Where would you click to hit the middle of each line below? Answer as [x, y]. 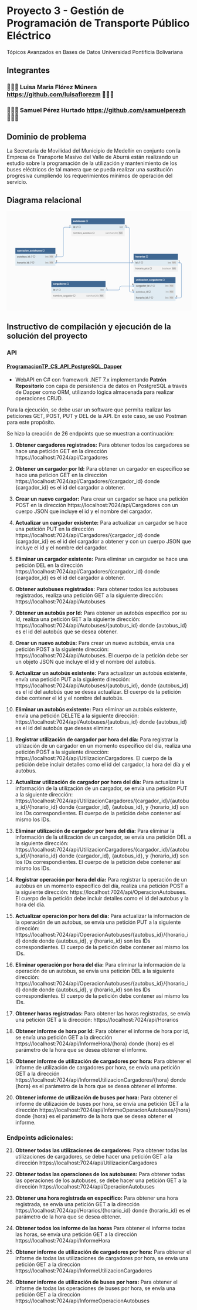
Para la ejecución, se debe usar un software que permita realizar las [89, 410]
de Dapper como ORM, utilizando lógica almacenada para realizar [95, 392]
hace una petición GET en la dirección [61, 451]
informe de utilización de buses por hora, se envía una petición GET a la [102, 1104]
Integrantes [28, 71]
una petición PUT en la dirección [55, 529]
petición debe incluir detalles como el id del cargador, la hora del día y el [103, 765]
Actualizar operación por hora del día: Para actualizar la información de [102, 916]
